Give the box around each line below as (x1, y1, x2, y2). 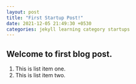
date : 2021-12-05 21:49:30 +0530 (6, 20, 92, 26)
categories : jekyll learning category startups (6, 26, 130, 32)
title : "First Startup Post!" (6, 15, 84, 21)
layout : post (6, 9, 40, 15)
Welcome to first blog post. (6, 48, 112, 59)
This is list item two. (15, 72, 66, 79)
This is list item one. (15, 65, 66, 72)
